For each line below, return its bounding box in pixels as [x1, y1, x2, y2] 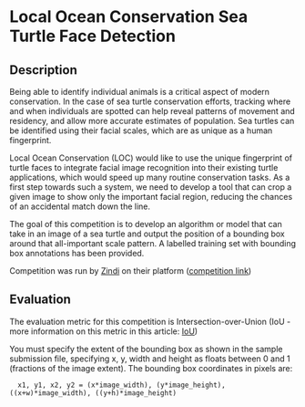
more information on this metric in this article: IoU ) [9, 326, 198, 337]
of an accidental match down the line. [9, 201, 151, 212]
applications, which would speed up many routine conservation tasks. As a [9, 172, 290, 183]
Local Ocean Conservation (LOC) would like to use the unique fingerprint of [9, 152, 293, 163]
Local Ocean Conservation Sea [9, 6, 249, 27]
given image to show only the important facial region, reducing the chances [9, 192, 293, 202]
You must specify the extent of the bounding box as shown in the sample [9, 343, 283, 354]
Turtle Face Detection [9, 26, 176, 47]
